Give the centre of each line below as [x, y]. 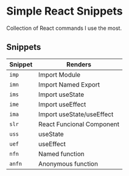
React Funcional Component [79, 124]
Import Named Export [69, 85]
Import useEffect [62, 104]
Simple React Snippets [64, 11]
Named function [61, 153]
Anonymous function [68, 164]
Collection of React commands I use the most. [64, 28]
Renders [79, 64]
